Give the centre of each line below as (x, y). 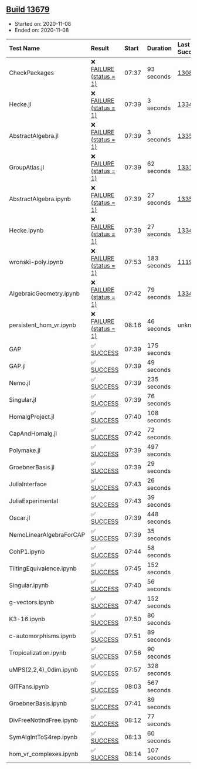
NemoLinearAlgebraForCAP (47, 534)
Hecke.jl (20, 104)
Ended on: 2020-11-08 (42, 30)
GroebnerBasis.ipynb (38, 703)
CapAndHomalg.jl (33, 433)
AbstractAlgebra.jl (34, 135)
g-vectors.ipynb (32, 602)
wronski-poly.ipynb (36, 262)
